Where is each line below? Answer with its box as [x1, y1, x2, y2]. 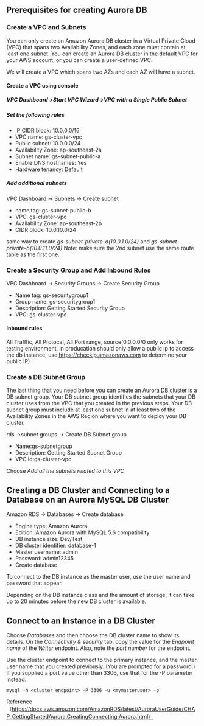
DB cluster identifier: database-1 [15, 542, 96, 550]
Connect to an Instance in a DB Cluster [6, 615, 155, 626]
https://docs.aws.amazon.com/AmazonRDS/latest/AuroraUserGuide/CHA [12, 705, 195, 713]
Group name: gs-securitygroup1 [15, 298, 96, 305]
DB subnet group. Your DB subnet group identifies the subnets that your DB [6, 393, 196, 400]
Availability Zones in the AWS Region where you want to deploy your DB [6, 413, 187, 420]
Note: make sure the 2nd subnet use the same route [63, 244, 194, 251]
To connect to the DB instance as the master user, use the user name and [6, 573, 191, 581]
